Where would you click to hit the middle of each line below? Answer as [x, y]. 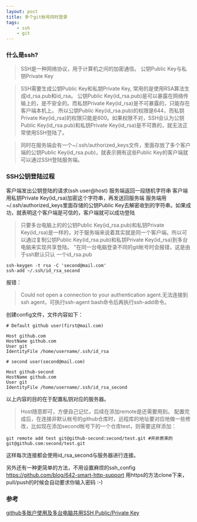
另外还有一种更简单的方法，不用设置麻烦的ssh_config [71, 467]
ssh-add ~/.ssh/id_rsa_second [43, 271]
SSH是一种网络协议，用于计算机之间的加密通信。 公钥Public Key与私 [103, 69]
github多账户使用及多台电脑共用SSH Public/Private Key [73, 513]
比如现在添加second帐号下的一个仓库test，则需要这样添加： [104, 426]
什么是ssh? [22, 55]
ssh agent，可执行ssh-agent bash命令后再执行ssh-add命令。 [95, 302]
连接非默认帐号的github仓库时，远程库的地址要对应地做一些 [113, 419]
